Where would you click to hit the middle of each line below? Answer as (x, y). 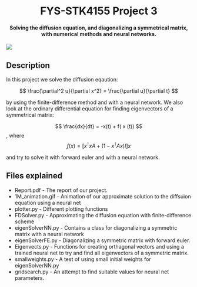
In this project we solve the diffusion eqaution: (62, 80)
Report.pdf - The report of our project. (61, 190)
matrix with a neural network (49, 234)
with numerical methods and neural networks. (99, 34)
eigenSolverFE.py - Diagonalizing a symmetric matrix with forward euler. (102, 240)
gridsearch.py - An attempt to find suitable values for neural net (92, 272)
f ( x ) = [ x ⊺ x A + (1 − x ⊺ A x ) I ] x (99, 145)
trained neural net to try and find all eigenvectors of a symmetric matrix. (102, 253)
